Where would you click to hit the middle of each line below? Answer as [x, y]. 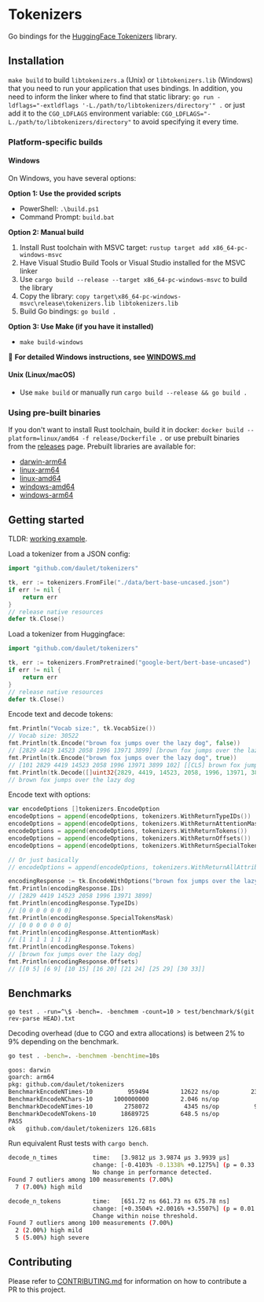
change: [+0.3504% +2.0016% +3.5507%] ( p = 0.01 [174, 1208]
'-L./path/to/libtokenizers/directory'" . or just [163, 105]
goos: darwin [29, 1070]
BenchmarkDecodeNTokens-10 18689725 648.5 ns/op [114, 1113]
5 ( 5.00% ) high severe [52, 1238]
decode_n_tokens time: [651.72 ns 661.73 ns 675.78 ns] [119, 1201]
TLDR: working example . [48, 539]
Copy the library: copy [55, 295]
